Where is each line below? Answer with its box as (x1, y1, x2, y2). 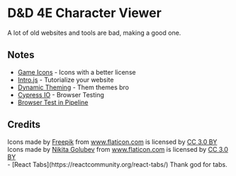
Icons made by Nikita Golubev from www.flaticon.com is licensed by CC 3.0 (7, 145, 229, 153)
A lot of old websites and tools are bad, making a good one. (7, 28, 181, 37)
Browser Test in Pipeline (17, 98, 89, 106)
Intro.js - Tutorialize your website (17, 75, 114, 84)
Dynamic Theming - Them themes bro (17, 83, 130, 92)
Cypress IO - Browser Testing (17, 90, 105, 99)
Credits (7, 119, 41, 131)
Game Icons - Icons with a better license (17, 67, 136, 76)
